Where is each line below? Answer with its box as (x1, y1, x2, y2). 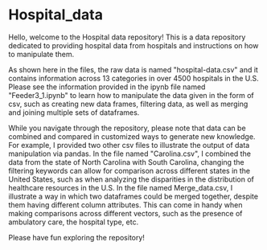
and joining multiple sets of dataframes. (8, 107, 140, 117)
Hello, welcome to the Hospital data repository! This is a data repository (8, 32, 246, 42)
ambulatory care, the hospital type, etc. (8, 217, 139, 227)
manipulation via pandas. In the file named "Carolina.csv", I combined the (8, 149, 252, 158)
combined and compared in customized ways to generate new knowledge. (8, 131, 256, 141)
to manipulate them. (8, 49, 75, 59)
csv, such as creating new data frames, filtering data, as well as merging (8, 99, 249, 109)
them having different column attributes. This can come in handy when (8, 199, 243, 210)
